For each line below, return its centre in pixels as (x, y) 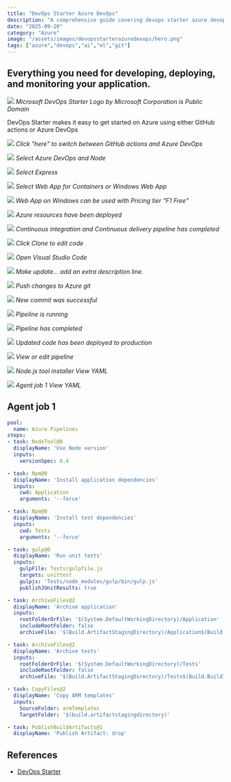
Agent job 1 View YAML (48, 385)
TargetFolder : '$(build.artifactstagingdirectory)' (95, 715)
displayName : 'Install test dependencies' (75, 518)
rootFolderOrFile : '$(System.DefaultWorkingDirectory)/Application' (120, 620)
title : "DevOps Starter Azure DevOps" (63, 13)
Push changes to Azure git (53, 286)
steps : (16, 435)
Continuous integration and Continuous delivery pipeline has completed (118, 229)
